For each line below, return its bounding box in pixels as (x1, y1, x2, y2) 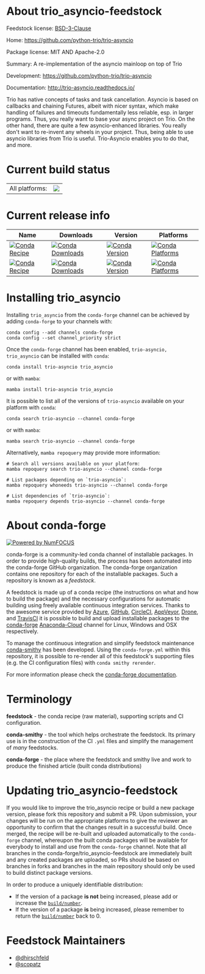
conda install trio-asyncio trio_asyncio (6, 364, 113, 370)
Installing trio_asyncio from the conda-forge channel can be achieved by (6, 311, 190, 318)
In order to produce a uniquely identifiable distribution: (6, 880, 143, 888)
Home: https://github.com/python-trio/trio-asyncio (6, 36, 134, 43)
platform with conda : (6, 403, 57, 411)
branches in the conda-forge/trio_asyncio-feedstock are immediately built (6, 849, 192, 856)
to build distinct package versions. (6, 869, 93, 876)
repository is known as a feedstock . (6, 577, 96, 584)
